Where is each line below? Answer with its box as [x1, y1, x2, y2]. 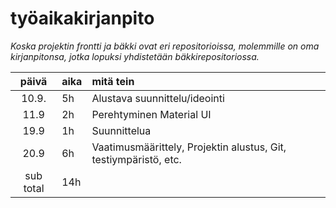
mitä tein [91, 74, 135, 88]
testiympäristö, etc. [91, 152, 182, 166]
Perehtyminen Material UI [91, 107, 212, 121]
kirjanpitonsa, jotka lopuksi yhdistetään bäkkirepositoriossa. [10, 50, 260, 62]
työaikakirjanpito [10, 7, 155, 30]
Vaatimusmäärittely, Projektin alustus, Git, [91, 140, 287, 154]
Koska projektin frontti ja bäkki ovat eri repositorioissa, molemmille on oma [10, 40, 320, 52]
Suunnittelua [91, 123, 152, 137]
